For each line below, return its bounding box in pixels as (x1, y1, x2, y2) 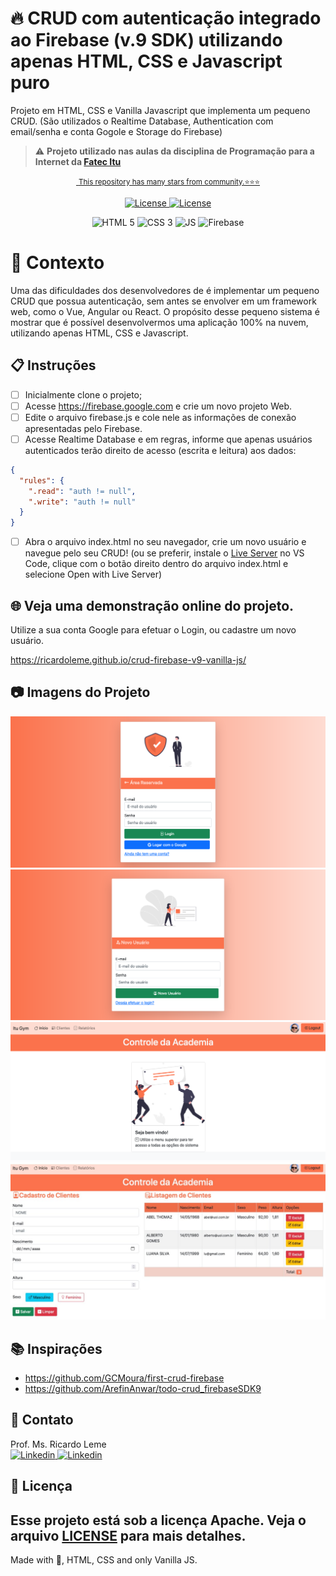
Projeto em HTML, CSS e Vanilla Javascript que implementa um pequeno (10, 104, 311, 116)
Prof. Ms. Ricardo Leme (10, 1438, 107, 1450)
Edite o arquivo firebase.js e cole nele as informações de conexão (24, 411, 297, 423)
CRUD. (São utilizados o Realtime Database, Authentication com (10, 115, 274, 127)
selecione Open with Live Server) (24, 568, 163, 581)
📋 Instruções (10, 357, 97, 374)
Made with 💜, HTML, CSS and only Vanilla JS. (10, 1554, 198, 1566)
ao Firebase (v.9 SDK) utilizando (10, 29, 283, 52)
